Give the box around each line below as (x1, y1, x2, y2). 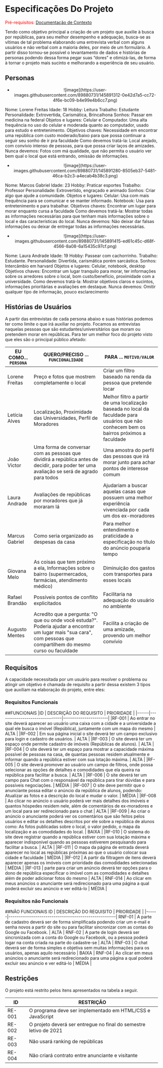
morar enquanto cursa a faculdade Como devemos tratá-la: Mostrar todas (5, 208, 153, 214)
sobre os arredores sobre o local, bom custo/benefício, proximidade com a (5, 273, 155, 279)
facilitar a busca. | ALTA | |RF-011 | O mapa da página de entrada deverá (5, 844, 149, 850)
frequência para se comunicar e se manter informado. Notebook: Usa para (5, 198, 154, 204)
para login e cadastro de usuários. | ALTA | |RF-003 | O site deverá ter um (5, 736, 152, 741)
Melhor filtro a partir (103, 393, 149, 400)
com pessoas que (33, 635, 74, 642)
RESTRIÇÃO (78, 999, 107, 1005)
